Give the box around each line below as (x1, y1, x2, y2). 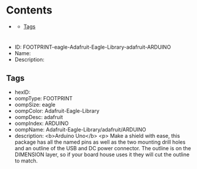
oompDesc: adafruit (14, 113, 64, 120)
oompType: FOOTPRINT (14, 94, 73, 102)
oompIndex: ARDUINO (14, 120, 69, 127)
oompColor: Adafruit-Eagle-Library (14, 107, 100, 114)
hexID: (14, 89, 31, 96)
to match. (14, 157, 38, 164)
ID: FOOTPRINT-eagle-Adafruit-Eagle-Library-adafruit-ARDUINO (14, 43, 171, 50)
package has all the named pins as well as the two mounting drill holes (14, 138, 186, 146)
